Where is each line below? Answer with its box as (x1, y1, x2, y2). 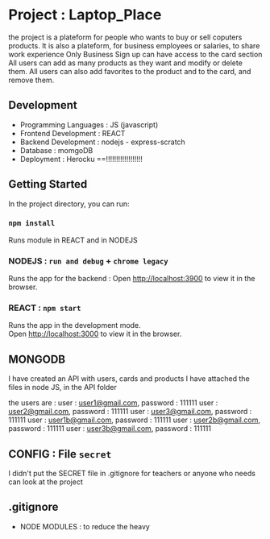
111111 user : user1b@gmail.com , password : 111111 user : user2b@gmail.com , (8, 415, 260, 425)
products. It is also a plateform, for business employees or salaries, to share (8, 40, 260, 50)
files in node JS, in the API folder (8, 383, 117, 392)
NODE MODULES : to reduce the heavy (19, 521, 151, 531)
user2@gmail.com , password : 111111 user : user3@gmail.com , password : (8, 407, 252, 417)
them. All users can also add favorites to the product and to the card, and (8, 66, 251, 76)
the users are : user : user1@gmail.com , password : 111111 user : (8, 398, 218, 408)
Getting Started (8, 177, 88, 191)
